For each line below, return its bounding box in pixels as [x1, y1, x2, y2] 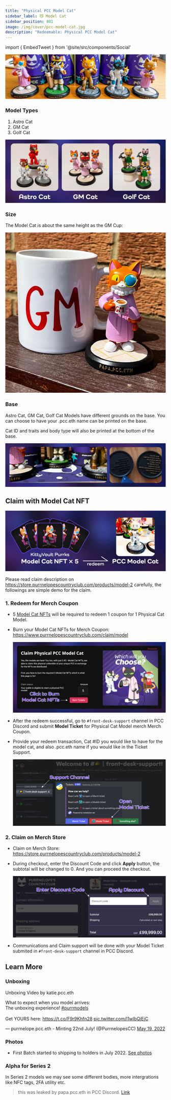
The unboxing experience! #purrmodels [5, 1005, 89, 1011]
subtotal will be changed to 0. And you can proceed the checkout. [12, 866, 151, 872]
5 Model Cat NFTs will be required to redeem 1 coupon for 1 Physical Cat [12, 611, 164, 618]
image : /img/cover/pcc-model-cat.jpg [5, 24, 85, 30]
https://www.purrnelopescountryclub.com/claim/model [12, 632, 129, 638]
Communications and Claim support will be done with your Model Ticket [12, 943, 164, 948]
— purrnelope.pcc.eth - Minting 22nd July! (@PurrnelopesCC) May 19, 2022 [5, 1025, 165, 1031]
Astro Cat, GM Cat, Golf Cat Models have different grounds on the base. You [5, 412, 165, 418]
